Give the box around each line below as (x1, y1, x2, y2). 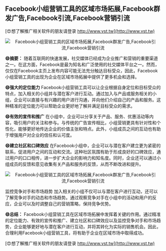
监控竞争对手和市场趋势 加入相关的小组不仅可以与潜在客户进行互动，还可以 (5, 188, 158, 194)
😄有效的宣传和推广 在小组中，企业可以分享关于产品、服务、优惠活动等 (5, 113, 150, 119)
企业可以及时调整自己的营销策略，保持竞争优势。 (13, 201, 114, 206)
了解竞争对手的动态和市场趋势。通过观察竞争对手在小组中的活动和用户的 (5, 195, 152, 201)
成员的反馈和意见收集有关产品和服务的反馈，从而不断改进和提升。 (9, 161, 144, 167)
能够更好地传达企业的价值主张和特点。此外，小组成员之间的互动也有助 (18, 126, 161, 132)
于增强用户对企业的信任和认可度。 (5, 132, 75, 138)
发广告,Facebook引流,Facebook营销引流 (5, 14, 130, 22)
